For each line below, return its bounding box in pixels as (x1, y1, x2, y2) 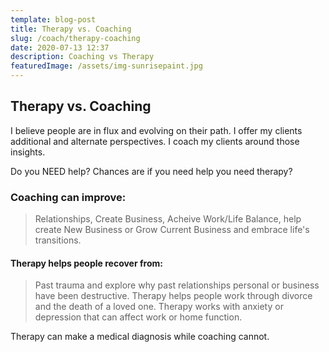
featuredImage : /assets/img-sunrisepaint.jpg (10, 61, 203, 71)
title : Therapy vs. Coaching (10, 24, 132, 34)
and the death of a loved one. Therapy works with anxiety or (34, 301, 284, 313)
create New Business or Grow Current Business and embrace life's (34, 224, 310, 236)
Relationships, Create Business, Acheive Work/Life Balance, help (34, 213, 302, 225)
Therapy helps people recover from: (10, 257, 163, 269)
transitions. (34, 234, 82, 246)
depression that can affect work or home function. (34, 311, 243, 323)
